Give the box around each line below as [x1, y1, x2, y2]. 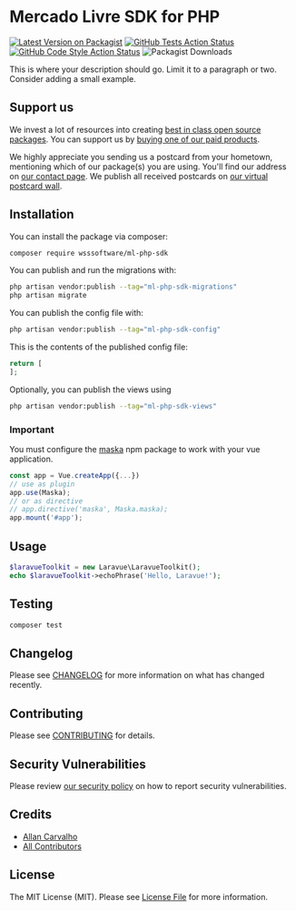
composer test [9, 621, 64, 630]
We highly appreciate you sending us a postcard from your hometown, [9, 151, 273, 162]
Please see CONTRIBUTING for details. [9, 730, 156, 741]
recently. [9, 680, 43, 691]
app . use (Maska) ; [9, 488, 71, 497]
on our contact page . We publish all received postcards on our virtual [9, 170, 269, 181]
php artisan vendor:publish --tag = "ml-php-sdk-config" [9, 325, 222, 334]
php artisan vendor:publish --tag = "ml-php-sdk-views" [9, 401, 218, 410]
